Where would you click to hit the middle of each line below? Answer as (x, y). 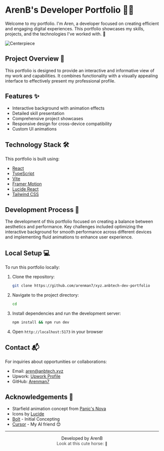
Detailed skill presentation (38, 113)
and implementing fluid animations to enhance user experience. (69, 237)
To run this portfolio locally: (32, 267)
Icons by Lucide (28, 414)
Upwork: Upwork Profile (36, 376)
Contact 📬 (22, 348)
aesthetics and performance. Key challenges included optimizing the (74, 227)
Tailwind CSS (25, 194)
